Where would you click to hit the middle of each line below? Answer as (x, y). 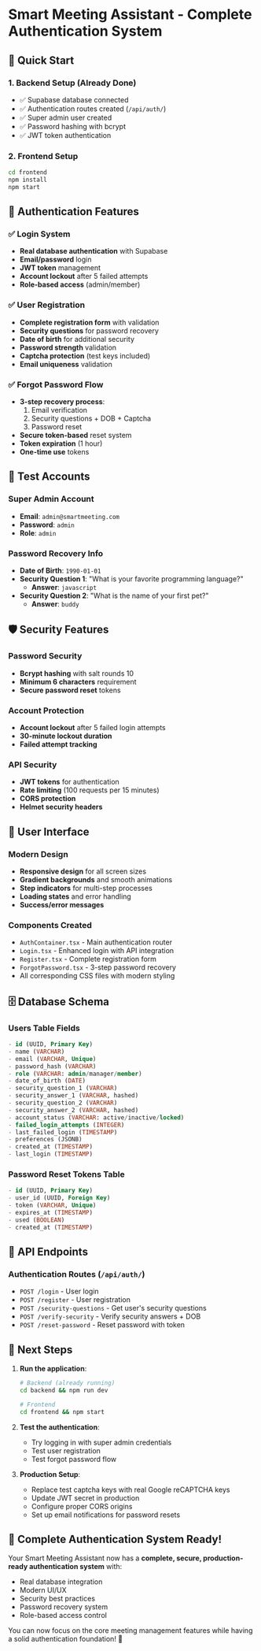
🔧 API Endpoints (48, 1251)
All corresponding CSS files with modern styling (97, 976)
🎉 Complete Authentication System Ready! (115, 1539)
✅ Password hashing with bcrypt (73, 126)
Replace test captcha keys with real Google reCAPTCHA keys (130, 1490)
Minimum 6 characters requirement (78, 681)
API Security (33, 764)
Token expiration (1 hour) (61, 443)
